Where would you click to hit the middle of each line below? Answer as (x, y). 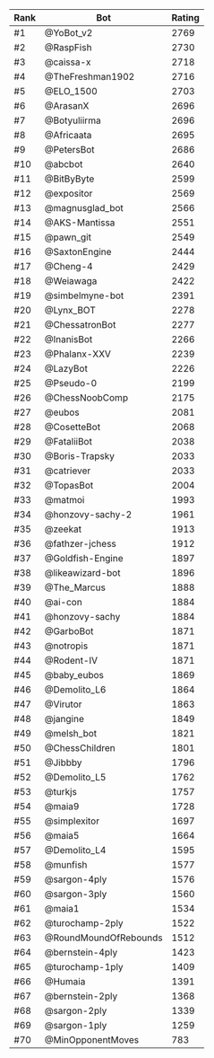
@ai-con (63, 602)
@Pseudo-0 (71, 383)
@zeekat (63, 529)
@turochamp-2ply (84, 923)
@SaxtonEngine (78, 252)
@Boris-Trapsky (79, 456)
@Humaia (65, 981)
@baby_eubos (74, 675)
